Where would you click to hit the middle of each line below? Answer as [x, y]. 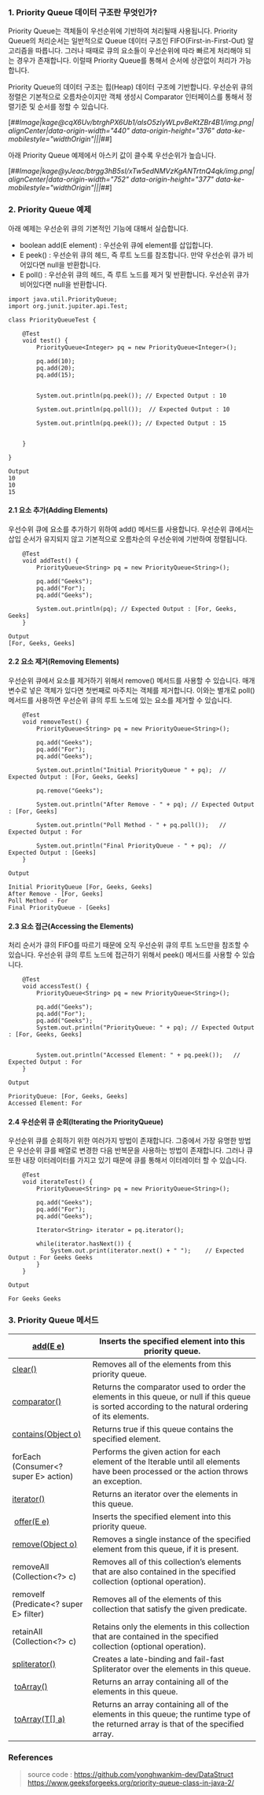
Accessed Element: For [45, 1103]
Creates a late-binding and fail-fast [158, 1659]
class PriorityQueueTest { [52, 320]
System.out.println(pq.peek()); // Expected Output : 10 [131, 395]
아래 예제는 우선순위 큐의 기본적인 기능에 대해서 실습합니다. [98, 228]
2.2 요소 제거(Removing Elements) [64, 661]
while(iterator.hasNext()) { [84, 1244]
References [31, 1757]
